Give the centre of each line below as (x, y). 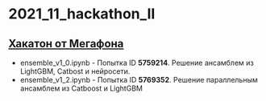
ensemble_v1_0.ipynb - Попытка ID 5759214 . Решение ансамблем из (137, 63)
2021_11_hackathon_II (82, 14)
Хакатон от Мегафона (66, 44)
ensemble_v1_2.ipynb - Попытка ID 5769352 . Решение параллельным (139, 80)
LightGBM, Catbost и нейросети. (75, 71)
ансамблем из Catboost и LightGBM (81, 88)
